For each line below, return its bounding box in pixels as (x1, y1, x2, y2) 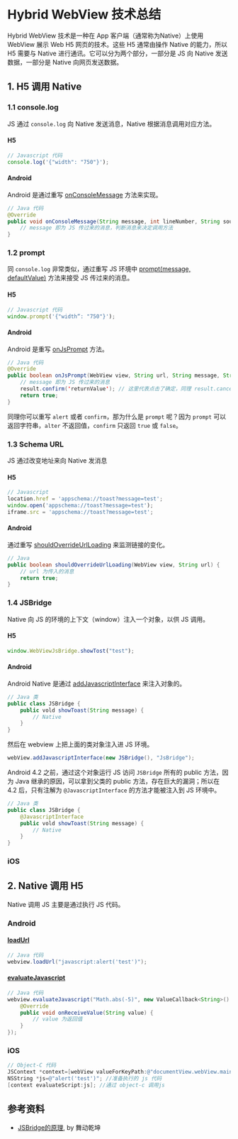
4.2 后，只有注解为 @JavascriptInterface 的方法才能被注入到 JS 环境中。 (7, 786, 221, 795)
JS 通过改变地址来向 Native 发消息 (7, 456, 108, 465)
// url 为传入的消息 (20, 568, 74, 575)
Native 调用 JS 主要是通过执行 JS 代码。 (7, 900, 125, 908)
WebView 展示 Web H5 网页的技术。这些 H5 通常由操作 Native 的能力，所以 (7, 40, 228, 48)
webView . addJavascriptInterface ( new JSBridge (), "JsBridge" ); (7, 754, 195, 761)
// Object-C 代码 (7, 1062, 57, 1069)
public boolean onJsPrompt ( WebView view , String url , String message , (7, 372, 220, 380)
